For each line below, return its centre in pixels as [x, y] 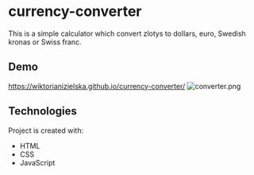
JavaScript [37, 162]
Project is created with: [46, 130]
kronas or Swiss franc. [45, 41]
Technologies [43, 111]
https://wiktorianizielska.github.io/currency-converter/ [97, 86]
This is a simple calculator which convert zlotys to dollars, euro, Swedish [127, 33]
